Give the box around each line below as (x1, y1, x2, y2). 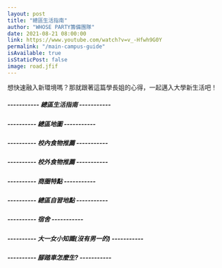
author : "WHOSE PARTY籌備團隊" (7, 23, 95, 30)
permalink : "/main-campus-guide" (7, 43, 106, 50)
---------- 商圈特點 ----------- (7, 177, 97, 185)
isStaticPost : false (7, 56, 68, 63)
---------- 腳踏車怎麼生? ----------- (7, 253, 112, 262)
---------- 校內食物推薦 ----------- (7, 138, 109, 147)
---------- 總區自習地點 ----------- (7, 196, 109, 205)
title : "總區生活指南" (7, 17, 68, 24)
